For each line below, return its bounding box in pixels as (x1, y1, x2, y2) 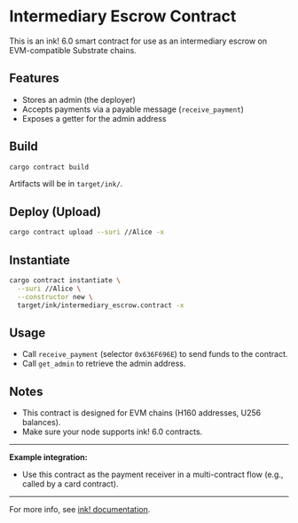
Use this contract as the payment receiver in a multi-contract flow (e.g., (21, 469, 284, 480)
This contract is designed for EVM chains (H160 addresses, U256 (21, 408, 262, 418)
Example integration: (9, 452, 88, 463)
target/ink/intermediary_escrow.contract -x (17, 300, 184, 310)
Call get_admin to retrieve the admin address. (21, 358, 186, 369)
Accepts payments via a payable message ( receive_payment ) (21, 104, 244, 115)
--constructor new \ (17, 292, 93, 301)
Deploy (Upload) (9, 204, 102, 219)
